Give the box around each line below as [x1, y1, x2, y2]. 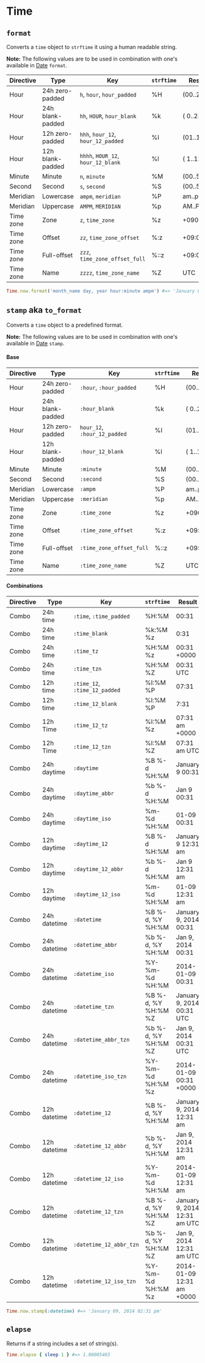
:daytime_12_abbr [73, 866, 124, 873]
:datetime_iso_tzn [73, 1073, 127, 1080]
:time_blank [73, 630, 108, 637]
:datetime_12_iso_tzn [73, 1278, 136, 1285]
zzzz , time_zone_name [79, 269, 140, 277]
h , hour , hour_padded [79, 91, 137, 98]
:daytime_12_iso [73, 891, 121, 898]
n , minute [79, 173, 106, 180]
